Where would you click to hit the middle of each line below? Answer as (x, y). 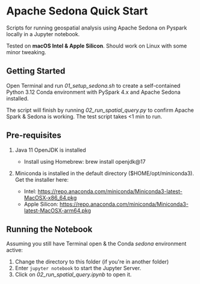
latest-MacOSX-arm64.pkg (58, 210)
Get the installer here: (42, 179)
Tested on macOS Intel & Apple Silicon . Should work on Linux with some (97, 46)
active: (14, 250)
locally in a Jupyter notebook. (43, 34)
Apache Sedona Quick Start (77, 11)
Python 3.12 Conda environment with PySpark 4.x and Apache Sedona (93, 92)
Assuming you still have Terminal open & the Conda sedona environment (96, 244)
